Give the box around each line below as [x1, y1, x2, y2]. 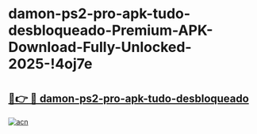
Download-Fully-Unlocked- [8, 39, 192, 56]
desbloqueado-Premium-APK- [8, 21, 213, 39]
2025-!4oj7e [8, 55, 93, 73]
